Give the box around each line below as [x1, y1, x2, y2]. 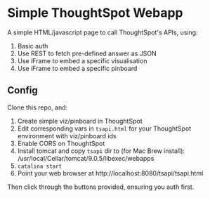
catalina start [17, 163, 63, 170]
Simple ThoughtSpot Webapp [7, 5, 183, 21]
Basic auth [17, 41, 48, 50]
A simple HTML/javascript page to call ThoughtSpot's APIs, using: [7, 28, 198, 37]
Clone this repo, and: [7, 103, 68, 112]
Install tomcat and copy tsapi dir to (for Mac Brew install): [17, 146, 185, 155]
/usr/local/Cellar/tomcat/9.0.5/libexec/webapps [17, 154, 155, 162]
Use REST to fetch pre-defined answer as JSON [17, 49, 157, 58]
